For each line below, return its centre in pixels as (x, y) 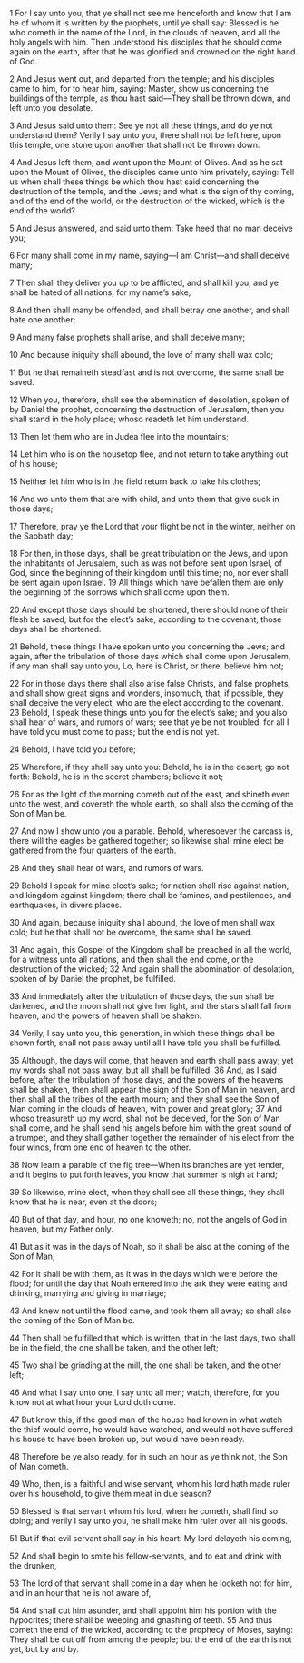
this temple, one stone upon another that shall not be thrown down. (135, 145)
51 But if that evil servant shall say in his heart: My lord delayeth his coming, (151, 1538)
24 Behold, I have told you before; (73, 749)
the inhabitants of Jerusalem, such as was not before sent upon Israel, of (146, 563)
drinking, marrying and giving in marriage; (88, 1293)
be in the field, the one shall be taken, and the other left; (114, 1347)
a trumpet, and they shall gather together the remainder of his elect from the (152, 1138)
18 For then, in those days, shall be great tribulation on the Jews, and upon (149, 554)
